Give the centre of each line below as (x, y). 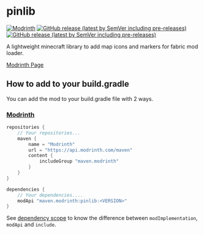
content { (41, 156)
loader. (15, 53)
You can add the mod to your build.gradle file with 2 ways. (80, 98)
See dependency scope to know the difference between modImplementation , (102, 218)
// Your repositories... (49, 133)
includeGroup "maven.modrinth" (79, 161)
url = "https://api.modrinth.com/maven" (81, 150)
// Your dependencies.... (51, 195)
